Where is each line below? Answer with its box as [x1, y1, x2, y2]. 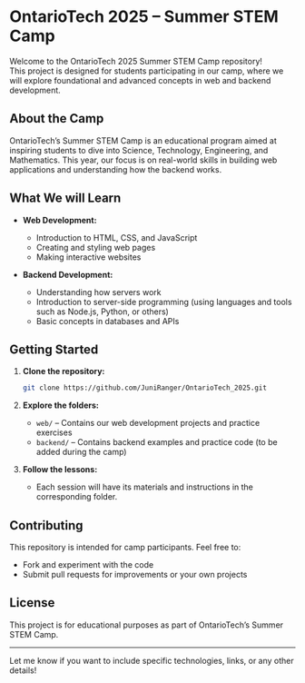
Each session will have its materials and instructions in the [35, 481, 254, 492]
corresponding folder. [35, 491, 118, 502]
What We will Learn [9, 191, 122, 206]
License [9, 595, 55, 610]
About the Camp [9, 111, 104, 126]
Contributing [9, 518, 84, 533]
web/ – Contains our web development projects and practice [35, 418, 261, 429]
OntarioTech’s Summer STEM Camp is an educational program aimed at [9, 134, 277, 146]
